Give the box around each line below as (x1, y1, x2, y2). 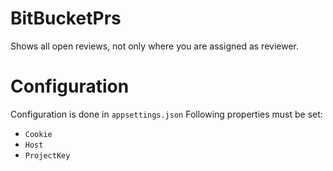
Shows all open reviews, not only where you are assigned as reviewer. (10, 40, 300, 52)
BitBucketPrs (10, 7, 122, 30)
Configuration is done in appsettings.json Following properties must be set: (10, 108, 323, 120)
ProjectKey (24, 150, 71, 161)
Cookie (24, 129, 53, 139)
